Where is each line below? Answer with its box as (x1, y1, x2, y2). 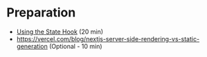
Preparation (6, 5, 76, 21)
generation (16, 42, 48, 50)
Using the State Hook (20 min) (16, 27, 104, 36)
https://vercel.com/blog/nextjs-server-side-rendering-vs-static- (16, 34, 200, 43)
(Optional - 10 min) (48, 42, 102, 50)
